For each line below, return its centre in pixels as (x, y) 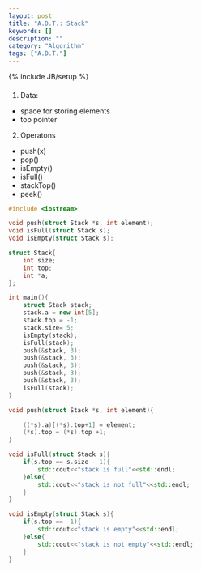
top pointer (38, 119)
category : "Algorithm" (47, 46)
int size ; (40, 260)
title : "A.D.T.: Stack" (49, 23)
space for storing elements (65, 111)
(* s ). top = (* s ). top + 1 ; (65, 433)
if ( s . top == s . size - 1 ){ (67, 462)
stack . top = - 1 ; (51, 321)
